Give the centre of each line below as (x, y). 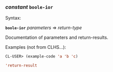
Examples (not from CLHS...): (36, 47)
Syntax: (13, 18)
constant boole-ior (29, 7)
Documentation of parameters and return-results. (57, 38)
